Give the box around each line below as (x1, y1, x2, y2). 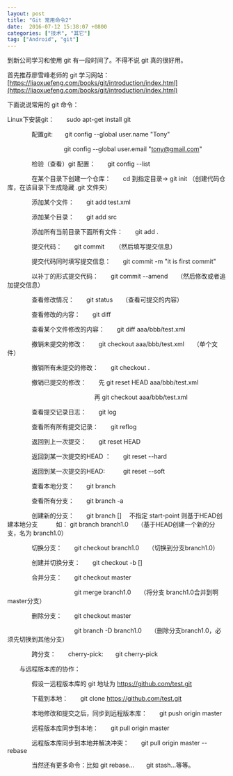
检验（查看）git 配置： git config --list (31, 160, 151, 168)
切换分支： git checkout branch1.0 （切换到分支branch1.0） (31, 544, 219, 552)
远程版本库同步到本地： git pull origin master (31, 724, 170, 732)
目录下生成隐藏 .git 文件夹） (31, 183, 111, 192)
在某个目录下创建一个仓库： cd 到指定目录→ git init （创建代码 (31, 175, 220, 183)
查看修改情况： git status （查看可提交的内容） (31, 295, 183, 304)
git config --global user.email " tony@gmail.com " (63, 145, 203, 153)
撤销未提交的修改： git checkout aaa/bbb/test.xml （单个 (31, 340, 212, 348)
